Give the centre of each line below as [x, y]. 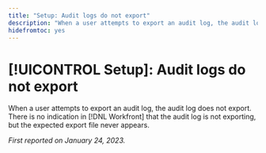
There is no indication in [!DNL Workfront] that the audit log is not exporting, [132, 117]
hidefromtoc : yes [37, 30]
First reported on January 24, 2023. [67, 140]
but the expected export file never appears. [79, 125]
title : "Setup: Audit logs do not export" [79, 15]
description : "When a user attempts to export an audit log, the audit [129, 23]
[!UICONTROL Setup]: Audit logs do [127, 69]
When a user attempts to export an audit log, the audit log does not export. [130, 109]
